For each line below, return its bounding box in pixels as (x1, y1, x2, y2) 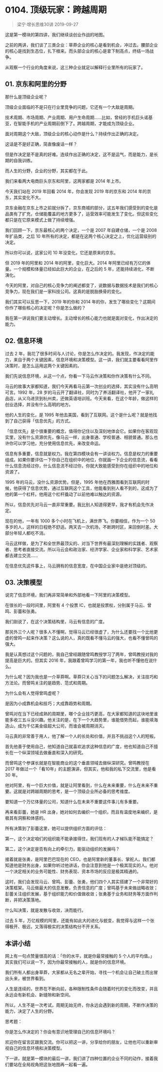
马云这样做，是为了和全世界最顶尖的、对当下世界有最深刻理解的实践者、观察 (5, 540, 158, 546)
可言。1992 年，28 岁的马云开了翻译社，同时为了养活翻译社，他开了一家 (5, 389, 150, 395)
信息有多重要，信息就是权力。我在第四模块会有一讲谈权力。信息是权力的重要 (5, 451, 158, 456)
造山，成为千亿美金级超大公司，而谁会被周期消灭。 (5, 723, 107, 729)
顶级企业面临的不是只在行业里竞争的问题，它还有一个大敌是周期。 (5, 104, 137, 110)
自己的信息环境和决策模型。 (9, 1045, 65, 1051)
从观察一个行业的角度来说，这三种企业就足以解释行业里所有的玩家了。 (5, 64, 146, 70)
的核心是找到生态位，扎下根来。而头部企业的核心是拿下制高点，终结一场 (5, 48, 149, 54)
